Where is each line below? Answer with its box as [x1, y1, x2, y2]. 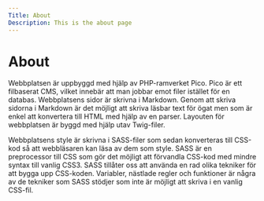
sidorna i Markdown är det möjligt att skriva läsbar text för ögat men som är [8, 104, 253, 113]
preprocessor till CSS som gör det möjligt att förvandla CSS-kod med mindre [8, 152, 257, 162]
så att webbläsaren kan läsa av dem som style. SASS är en [22, 144, 213, 153]
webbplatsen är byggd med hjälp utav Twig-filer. [8, 120, 165, 130]
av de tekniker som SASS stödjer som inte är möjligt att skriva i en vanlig [8, 177, 243, 187]
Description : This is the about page [8, 19, 132, 27]
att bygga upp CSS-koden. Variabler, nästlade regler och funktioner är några [8, 169, 256, 178]
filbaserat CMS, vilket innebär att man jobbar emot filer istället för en [8, 87, 230, 97]
